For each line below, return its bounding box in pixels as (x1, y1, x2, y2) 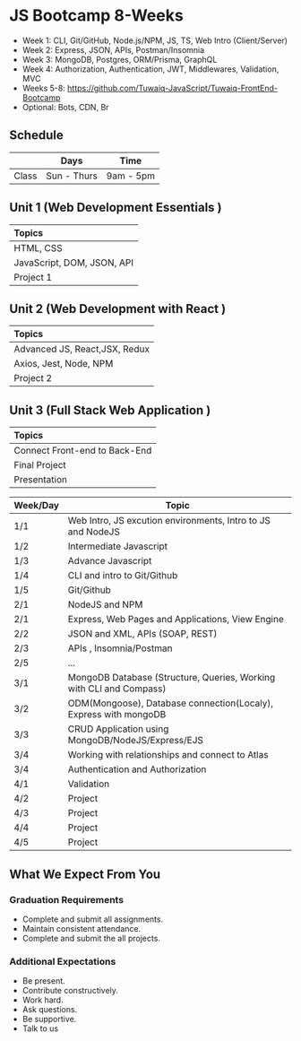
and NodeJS (67, 525, 121, 538)
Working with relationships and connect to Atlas (67, 749, 269, 761)
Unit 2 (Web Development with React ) (9, 301, 227, 317)
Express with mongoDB (67, 708, 167, 721)
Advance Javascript (67, 555, 152, 568)
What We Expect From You (9, 866, 161, 881)
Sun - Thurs (46, 169, 99, 182)
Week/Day (13, 499, 60, 512)
